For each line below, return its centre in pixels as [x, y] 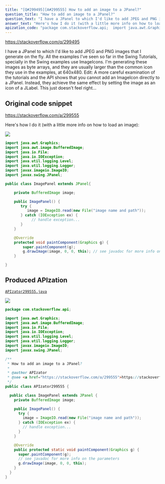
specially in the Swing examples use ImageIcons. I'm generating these [76, 62]
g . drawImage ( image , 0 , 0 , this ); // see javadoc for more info [89, 252]
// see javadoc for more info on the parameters [69, 459]
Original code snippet [39, 103]
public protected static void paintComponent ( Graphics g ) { [77, 450]
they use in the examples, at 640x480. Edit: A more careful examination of [80, 72]
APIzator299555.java [26, 291]
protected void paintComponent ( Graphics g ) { [61, 242]
